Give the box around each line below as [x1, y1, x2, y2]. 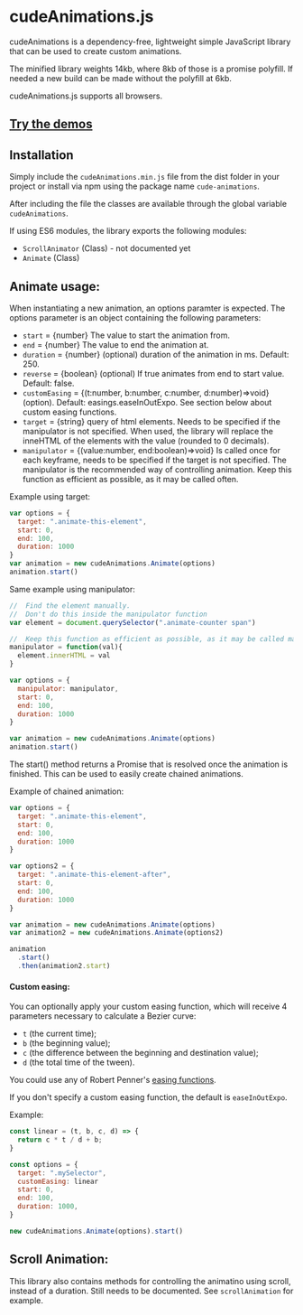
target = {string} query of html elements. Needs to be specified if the [22, 415, 281, 426]
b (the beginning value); [22, 1038, 111, 1049]
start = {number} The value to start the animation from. [22, 330, 231, 340]
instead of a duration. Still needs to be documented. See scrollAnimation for [9, 1285, 294, 1296]
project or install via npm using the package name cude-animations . [9, 181, 260, 191]
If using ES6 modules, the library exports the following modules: [9, 226, 247, 237]
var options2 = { [9, 862, 75, 871]
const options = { [9, 1160, 78, 1169]
